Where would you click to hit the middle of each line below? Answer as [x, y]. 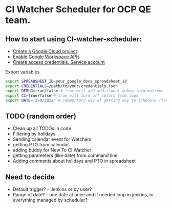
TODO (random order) [41, 116]
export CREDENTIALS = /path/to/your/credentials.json [61, 86]
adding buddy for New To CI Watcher [52, 150]
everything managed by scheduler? [50, 200]
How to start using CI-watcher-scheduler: [73, 39]
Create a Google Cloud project [45, 51]
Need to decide [30, 177]
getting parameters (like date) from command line [65, 155]
